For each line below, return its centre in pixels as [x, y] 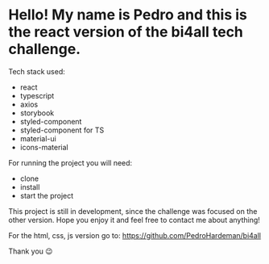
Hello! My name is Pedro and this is [128, 15]
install [30, 186]
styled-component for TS [62, 130]
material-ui [38, 138]
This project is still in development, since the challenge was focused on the [133, 211]
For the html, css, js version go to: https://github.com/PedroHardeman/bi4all [135, 235]
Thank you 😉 [31, 251]
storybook [37, 113]
